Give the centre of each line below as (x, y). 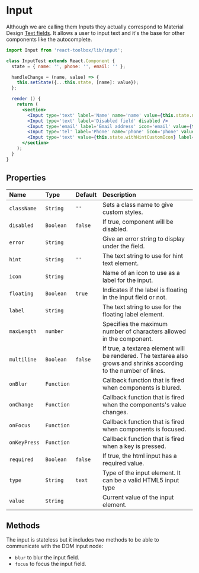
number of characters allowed (145, 331)
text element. (121, 263)
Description (119, 194)
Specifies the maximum (135, 324)
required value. (123, 463)
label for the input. (128, 280)
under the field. (124, 246)
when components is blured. (142, 388)
